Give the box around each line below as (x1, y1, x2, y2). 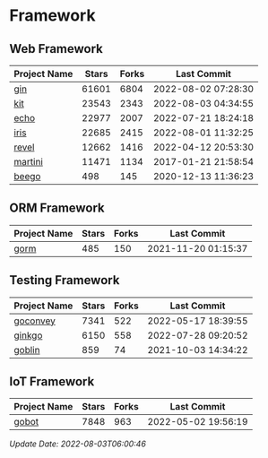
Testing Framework (9, 272, 120, 288)
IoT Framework (9, 374, 95, 390)
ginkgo (13, 329, 43, 341)
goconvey (13, 315, 56, 327)
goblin (13, 343, 40, 356)
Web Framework (9, 41, 103, 56)
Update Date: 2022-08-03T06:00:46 (9, 438, 146, 449)
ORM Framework (9, 201, 105, 216)
